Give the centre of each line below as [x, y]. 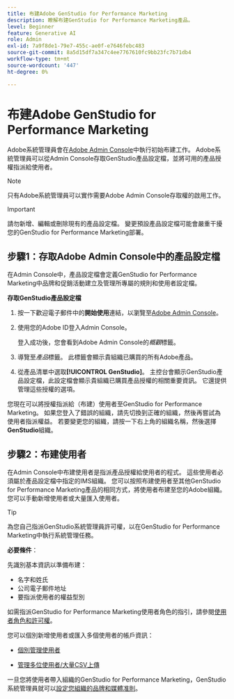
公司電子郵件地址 [42, 588]
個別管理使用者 [39, 650]
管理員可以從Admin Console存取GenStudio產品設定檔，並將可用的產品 [114, 159]
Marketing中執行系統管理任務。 [52, 536]
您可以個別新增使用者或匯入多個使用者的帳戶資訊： [80, 635]
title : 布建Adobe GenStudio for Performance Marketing [87, 14]
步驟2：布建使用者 [47, 454]
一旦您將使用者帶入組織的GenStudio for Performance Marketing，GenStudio [117, 680]
